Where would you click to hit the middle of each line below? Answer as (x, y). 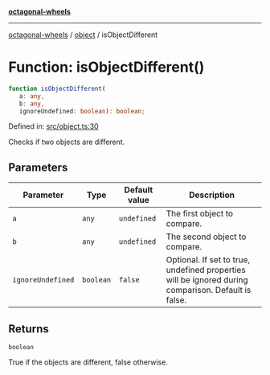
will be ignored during (207, 280)
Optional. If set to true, (208, 260)
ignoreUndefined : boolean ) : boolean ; (82, 111)
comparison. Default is (209, 291)
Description (212, 195)
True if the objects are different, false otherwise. (88, 362)
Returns (29, 329)
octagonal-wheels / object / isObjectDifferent (83, 35)
